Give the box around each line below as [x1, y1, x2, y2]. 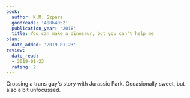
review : [6, 48, 26, 53]
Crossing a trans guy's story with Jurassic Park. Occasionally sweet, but [6, 80, 185, 87]
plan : [6, 36, 20, 42]
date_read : [11, 53, 39, 59]
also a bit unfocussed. [6, 87, 61, 94]
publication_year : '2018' [11, 25, 77, 31]
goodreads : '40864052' [11, 20, 68, 26]
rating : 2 [11, 64, 36, 70]
